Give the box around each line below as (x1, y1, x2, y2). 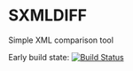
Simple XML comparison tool (8, 35, 114, 45)
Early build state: (8, 51, 70, 62)
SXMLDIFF (8, 5, 88, 26)
